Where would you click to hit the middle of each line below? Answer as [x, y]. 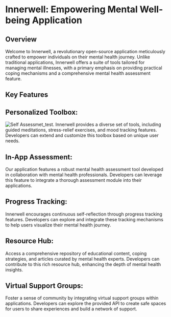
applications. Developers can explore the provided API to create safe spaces [86, 304]
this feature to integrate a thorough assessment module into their [74, 180]
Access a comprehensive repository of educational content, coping [76, 253]
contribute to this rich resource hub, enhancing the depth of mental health [83, 264]
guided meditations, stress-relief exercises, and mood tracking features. [81, 130]
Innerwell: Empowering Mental [71, 9]
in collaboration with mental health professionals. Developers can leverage [84, 175]
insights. [14, 269]
